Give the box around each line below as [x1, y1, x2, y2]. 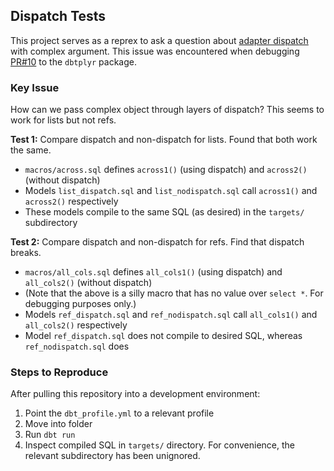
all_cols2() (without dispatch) [24, 277, 153, 289]
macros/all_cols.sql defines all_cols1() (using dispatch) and [24, 266, 283, 278]
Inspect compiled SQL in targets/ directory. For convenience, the [24, 439, 296, 451]
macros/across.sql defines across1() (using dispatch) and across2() [24, 164, 308, 176]
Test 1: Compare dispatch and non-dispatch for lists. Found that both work [10, 134, 318, 146]
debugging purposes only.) [24, 298, 137, 310]
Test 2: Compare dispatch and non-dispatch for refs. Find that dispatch [10, 236, 305, 248]
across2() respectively [24, 195, 119, 208]
